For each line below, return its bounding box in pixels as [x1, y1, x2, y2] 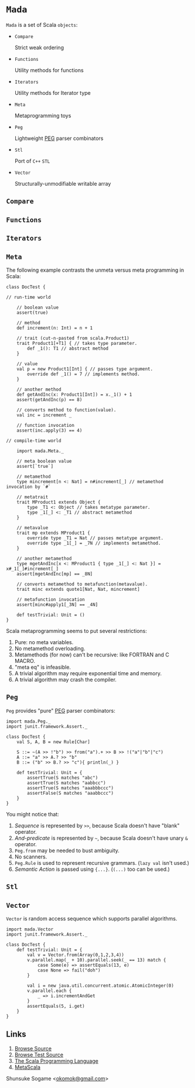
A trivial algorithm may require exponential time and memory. [14, 669, 162, 677]
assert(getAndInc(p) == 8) [16, 396, 83, 402]
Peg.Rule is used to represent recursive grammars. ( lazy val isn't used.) [14, 859, 189, 866]
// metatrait [16, 494, 49, 500]
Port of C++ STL [14, 157, 50, 165]
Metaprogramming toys [14, 112, 71, 119]
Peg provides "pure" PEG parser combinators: [6, 707, 115, 714]
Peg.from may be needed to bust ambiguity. [14, 847, 120, 854]
